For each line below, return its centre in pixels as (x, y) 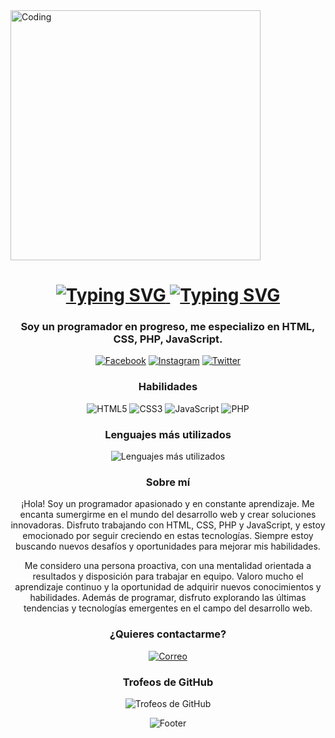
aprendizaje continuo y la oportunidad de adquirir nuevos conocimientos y (168, 587)
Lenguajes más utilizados (168, 434)
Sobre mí (168, 482)
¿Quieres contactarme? (168, 634)
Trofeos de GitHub (168, 682)
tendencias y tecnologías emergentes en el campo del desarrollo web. (168, 608)
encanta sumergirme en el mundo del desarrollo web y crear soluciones (168, 515)
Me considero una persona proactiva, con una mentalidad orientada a (168, 566)
